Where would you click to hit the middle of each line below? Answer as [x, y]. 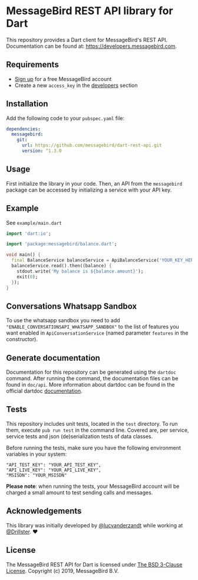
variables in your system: [37, 454]
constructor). [22, 339]
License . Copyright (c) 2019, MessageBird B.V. [62, 571]
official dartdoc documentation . [44, 391]
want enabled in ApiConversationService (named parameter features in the [97, 333]
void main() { [24, 255]
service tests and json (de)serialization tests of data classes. [80, 436]
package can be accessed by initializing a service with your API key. [89, 190]
